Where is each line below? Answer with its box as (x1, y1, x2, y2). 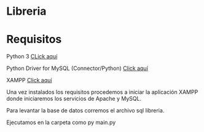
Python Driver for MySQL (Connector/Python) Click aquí (6, 64, 149, 72)
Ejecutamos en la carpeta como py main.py (6, 118, 116, 126)
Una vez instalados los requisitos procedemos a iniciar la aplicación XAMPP (6, 88, 198, 96)
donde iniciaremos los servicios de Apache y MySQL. (6, 95, 142, 103)
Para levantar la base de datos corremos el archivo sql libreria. (6, 107, 165, 114)
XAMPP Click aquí (6, 77, 52, 84)
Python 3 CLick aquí (6, 53, 58, 60)
